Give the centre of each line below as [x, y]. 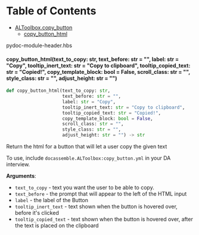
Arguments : [21, 176]
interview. [18, 165]
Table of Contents [51, 11]
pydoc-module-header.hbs [39, 45]
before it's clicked [37, 213]
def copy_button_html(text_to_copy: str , [58, 91]
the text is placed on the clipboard [57, 225]
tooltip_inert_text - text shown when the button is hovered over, [96, 206]
